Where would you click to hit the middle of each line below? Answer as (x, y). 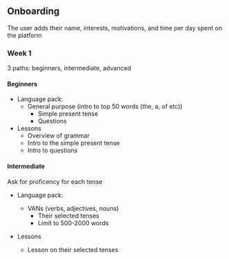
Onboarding (33, 11)
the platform (24, 35)
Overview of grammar (58, 136)
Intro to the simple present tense (73, 143)
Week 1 (20, 53)
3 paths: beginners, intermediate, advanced (69, 68)
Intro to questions (52, 150)
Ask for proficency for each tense (55, 181)
